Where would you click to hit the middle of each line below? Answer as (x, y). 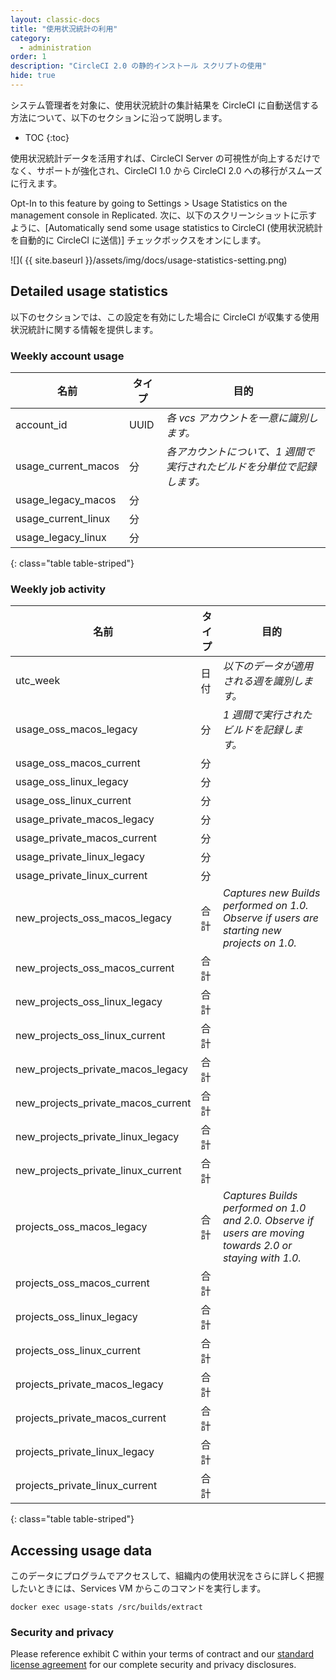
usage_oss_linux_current (73, 801)
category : (31, 38)
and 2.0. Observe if (268, 1221)
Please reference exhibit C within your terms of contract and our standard (162, 1654)
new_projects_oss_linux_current (90, 1036)
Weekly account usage (67, 356)
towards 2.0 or (257, 1246)
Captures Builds (260, 1196)
